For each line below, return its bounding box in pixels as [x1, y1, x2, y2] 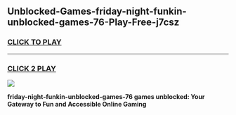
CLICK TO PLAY [7, 38, 62, 47]
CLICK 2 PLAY [7, 63, 56, 73]
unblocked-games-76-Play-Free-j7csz [7, 17, 180, 29]
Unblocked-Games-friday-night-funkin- [7, 6, 188, 17]
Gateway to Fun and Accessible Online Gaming [7, 100, 147, 108]
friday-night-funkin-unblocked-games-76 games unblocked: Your [7, 92, 205, 100]
